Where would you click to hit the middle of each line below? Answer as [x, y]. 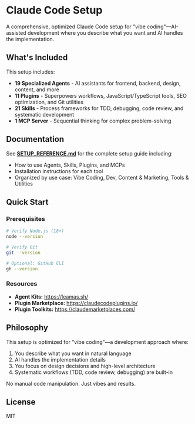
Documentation [35, 139]
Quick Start [27, 202]
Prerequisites [26, 218]
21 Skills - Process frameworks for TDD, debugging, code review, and [99, 108]
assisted [16, 32]
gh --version [22, 269]
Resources [22, 284]
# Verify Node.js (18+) [35, 231]
